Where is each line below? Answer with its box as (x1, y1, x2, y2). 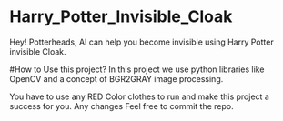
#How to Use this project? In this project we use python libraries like (9, 64, 265, 75)
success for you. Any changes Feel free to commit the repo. (9, 100, 234, 111)
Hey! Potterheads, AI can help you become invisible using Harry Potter (9, 36, 275, 47)
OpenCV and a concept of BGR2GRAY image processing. (9, 73, 224, 84)
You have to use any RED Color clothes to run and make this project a (9, 91, 270, 102)
